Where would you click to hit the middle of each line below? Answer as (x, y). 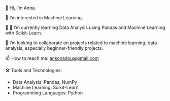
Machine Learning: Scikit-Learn (45, 87)
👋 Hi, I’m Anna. (21, 8)
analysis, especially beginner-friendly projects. (54, 48)
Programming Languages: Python (48, 93)
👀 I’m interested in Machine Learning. (44, 18)
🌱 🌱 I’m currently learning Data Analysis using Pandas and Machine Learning (85, 27)
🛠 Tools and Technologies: (34, 70)
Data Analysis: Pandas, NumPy (45, 82)
